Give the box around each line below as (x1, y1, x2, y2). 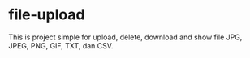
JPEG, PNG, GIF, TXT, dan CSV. (8, 40, 114, 50)
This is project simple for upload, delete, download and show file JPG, (8, 32, 243, 42)
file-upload (8, 6, 85, 24)
